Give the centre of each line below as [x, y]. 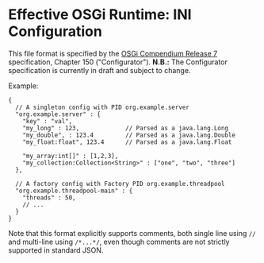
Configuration [55, 31]
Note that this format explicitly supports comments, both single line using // [132, 233]
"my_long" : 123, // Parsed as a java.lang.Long [125, 128]
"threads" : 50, [50, 197]
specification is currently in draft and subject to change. [99, 70]
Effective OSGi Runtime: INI [100, 15]
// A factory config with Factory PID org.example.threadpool [120, 184]
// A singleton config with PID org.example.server [103, 107]
